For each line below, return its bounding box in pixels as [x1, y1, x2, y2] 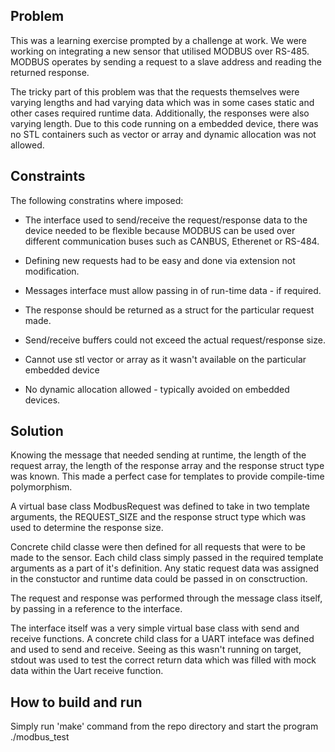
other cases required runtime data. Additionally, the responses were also [10, 107, 310, 119]
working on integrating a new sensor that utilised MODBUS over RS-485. [10, 45, 310, 57]
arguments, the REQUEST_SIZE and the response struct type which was [10, 511, 307, 523]
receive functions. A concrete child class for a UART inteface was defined [10, 633, 315, 645]
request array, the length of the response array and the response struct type [10, 460, 325, 472]
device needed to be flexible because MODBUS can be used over [24, 224, 296, 236]
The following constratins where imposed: [10, 194, 184, 206]
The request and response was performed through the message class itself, [10, 592, 323, 604]
